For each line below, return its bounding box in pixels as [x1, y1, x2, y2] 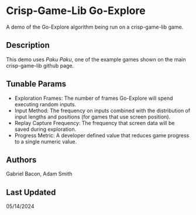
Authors [6, 155, 37, 165]
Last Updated [6, 187, 56, 197]
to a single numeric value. [14, 138, 77, 145]
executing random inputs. [14, 100, 77, 107]
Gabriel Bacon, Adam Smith [6, 171, 73, 178]
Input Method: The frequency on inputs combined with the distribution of [14, 107, 191, 114]
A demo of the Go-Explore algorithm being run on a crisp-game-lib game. [6, 23, 184, 30]
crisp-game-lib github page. [6, 62, 74, 69]
